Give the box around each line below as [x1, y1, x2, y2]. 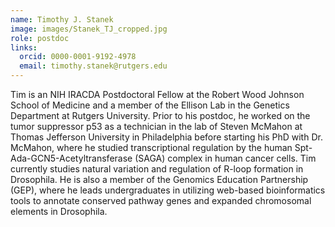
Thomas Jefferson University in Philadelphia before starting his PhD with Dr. [10, 131, 323, 143]
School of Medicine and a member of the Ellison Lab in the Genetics [10, 99, 290, 111]
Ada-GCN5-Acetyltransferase [10, 152, 133, 164]
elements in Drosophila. [10, 206, 108, 217]
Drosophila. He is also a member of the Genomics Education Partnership [10, 174, 309, 185]
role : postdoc [10, 33, 70, 43]
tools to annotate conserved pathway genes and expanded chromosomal [10, 195, 312, 206]
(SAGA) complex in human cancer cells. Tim [134, 152, 317, 164]
